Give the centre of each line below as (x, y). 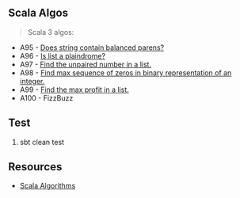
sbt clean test (42, 142)
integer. (32, 81)
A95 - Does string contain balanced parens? (92, 48)
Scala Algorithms (48, 186)
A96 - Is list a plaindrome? (62, 55)
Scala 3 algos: (51, 32)
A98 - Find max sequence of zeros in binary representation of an (126, 72)
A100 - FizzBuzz (46, 97)
